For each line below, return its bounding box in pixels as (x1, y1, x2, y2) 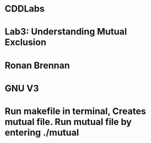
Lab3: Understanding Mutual (5, 26, 127, 38)
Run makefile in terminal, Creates (5, 105, 146, 117)
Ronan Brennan (5, 60, 70, 71)
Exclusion (5, 37, 47, 48)
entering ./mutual (5, 126, 79, 138)
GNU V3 (5, 82, 39, 94)
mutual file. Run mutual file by (5, 116, 132, 127)
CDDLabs (5, 3, 45, 15)
